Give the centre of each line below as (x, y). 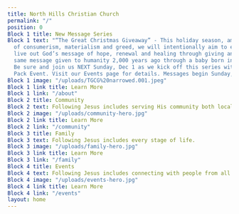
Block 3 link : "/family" (44, 160)
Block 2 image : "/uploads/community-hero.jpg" (78, 113)
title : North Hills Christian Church (63, 14)
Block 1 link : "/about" (43, 93)
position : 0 (25, 27)
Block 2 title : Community (46, 101)
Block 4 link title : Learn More (55, 186)
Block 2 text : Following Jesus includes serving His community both (111, 107)
